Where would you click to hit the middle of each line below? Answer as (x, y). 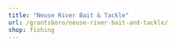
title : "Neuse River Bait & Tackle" (69, 15)
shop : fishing (32, 30)
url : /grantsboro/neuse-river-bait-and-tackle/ (88, 23)
